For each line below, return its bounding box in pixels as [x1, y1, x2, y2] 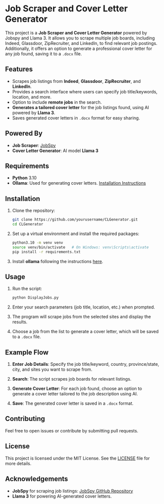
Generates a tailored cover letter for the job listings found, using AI [12, 104, 149, 110]
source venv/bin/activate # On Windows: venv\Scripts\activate [12, 245, 149, 250]
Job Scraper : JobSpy [12, 142, 56, 148]
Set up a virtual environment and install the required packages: [12, 231, 139, 236]
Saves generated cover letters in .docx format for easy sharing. [12, 115, 140, 121]
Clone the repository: [12, 208, 55, 214]
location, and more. [12, 94, 52, 100]
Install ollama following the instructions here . [12, 258, 104, 264]
